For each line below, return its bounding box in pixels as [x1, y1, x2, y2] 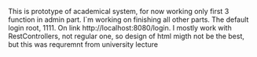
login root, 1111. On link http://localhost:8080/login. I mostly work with [8, 23, 232, 32]
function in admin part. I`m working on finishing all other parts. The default [8, 15, 249, 24]
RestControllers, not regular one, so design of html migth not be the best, [8, 31, 245, 41]
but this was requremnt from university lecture [8, 40, 159, 49]
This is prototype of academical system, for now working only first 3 [8, 7, 229, 16]
